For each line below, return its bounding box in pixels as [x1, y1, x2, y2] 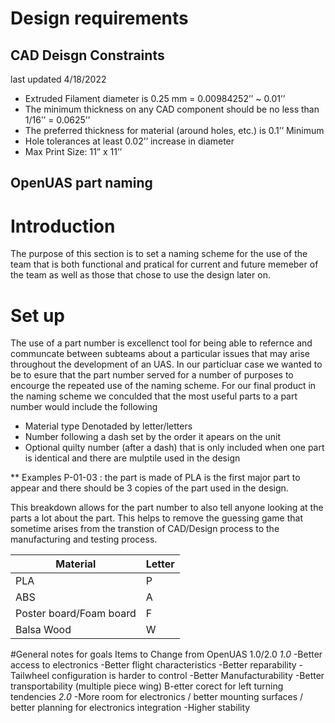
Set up [10, 304, 65, 327]
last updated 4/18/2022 [10, 73, 107, 85]
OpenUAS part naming [10, 175, 153, 192]
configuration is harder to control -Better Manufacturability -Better [51, 670, 325, 682]
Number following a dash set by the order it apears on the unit [24, 431, 282, 443]
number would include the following [10, 401, 158, 413]
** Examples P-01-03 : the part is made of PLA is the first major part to [10, 472, 301, 484]
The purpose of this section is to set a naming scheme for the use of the [10, 248, 308, 260]
